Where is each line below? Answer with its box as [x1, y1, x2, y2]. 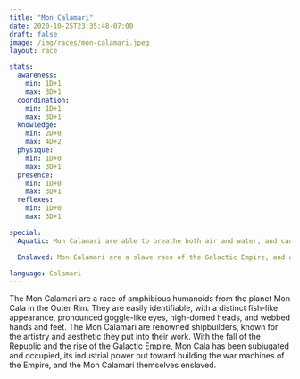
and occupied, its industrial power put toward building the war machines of [9, 350, 285, 361]
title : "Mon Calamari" [9, 13, 94, 22]
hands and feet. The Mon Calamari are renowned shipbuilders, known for [9, 322, 279, 333]
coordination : [17, 96, 70, 105]
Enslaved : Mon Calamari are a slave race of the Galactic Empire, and [17, 252, 286, 262]
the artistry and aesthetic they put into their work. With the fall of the [9, 332, 262, 342]
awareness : [17, 71, 58, 80]
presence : [17, 171, 54, 180]
